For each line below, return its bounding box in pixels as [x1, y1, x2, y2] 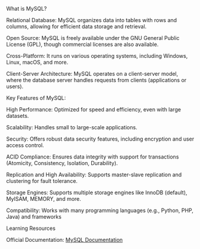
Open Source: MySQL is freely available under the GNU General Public [6, 35, 180, 41]
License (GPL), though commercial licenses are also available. [6, 41, 159, 48]
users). [6, 83, 24, 90]
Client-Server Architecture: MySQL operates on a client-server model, [6, 70, 179, 77]
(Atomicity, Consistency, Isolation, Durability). [6, 160, 118, 166]
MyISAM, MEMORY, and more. [6, 195, 82, 202]
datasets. [6, 113, 29, 119]
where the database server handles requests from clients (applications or [6, 77, 187, 83]
